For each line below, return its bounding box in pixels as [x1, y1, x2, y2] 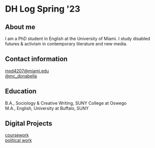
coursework [5, 132, 29, 138]
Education [5, 87, 37, 95]
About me [5, 23, 35, 31]
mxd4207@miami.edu [5, 68, 49, 74]
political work [5, 137, 32, 143]
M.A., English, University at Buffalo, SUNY [5, 105, 89, 111]
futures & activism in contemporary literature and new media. [5, 41, 128, 47]
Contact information [5, 55, 68, 63]
